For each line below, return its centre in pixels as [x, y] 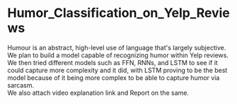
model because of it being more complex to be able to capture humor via [114, 77]
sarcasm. [21, 85]
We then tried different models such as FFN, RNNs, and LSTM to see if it [112, 62]
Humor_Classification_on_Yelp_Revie [118, 13]
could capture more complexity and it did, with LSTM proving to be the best [117, 70]
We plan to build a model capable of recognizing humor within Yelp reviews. [118, 55]
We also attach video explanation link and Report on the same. [98, 93]
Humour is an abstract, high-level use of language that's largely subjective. [117, 47]
